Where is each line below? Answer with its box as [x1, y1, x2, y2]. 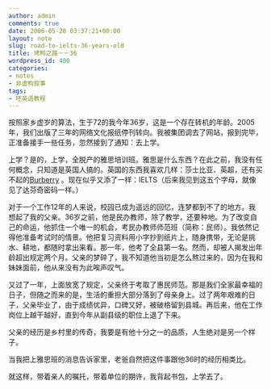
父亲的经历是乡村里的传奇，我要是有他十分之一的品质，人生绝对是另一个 [8, 328, 248, 337]
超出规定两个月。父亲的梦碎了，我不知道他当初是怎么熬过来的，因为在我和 [15, 253, 263, 262]
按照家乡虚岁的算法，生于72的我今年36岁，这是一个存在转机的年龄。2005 [8, 118, 256, 128]
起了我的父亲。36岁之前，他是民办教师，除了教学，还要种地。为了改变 [15, 212, 251, 222]
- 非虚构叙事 [8, 79, 46, 87]
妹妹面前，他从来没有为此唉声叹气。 [8, 263, 129, 273]
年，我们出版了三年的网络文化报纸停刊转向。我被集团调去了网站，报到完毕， [8, 128, 263, 137]
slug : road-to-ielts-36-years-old [8, 42, 125, 50]
